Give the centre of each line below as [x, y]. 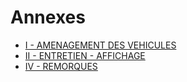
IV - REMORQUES [61, 66]
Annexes [48, 17]
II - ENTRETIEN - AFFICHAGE [85, 55]
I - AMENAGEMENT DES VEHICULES [100, 45]
